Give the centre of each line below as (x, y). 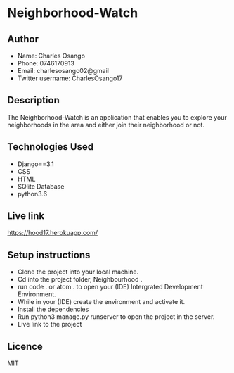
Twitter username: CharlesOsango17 (70, 78)
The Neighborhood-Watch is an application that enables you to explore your (117, 117)
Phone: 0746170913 (46, 63)
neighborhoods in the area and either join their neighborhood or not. (106, 125)
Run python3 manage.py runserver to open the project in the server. (116, 317)
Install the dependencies (53, 309)
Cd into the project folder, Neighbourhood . (80, 279)
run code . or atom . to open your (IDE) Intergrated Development (110, 287)
